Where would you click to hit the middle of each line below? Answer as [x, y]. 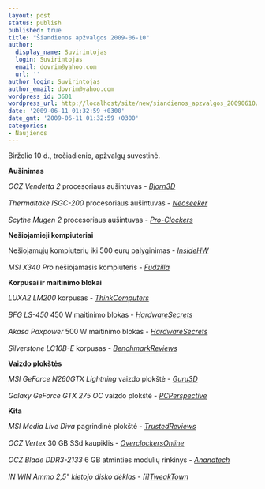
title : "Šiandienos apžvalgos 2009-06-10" [79, 38]
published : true [35, 30]
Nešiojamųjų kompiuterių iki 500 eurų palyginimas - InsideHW [108, 250]
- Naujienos [28, 133]
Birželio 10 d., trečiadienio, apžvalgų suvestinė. [84, 156]
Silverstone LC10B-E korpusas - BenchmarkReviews [93, 348]
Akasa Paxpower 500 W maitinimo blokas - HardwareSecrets [108, 331]
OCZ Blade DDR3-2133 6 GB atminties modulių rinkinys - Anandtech [119, 460]
